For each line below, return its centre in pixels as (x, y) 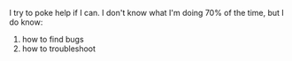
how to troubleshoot (58, 49)
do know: (26, 22)
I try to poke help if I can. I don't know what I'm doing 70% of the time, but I (147, 13)
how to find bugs (53, 39)
